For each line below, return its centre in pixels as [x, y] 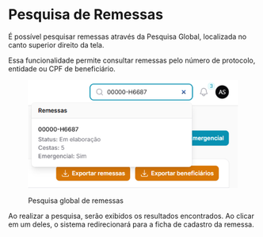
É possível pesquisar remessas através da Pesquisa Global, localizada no [128, 36]
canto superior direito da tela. [56, 44]
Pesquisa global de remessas [76, 201]
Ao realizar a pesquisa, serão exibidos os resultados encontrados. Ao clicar [131, 216]
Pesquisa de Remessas [86, 15]
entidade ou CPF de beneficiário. [62, 68]
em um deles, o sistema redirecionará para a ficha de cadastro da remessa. [131, 224]
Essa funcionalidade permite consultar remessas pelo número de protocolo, [132, 60]
